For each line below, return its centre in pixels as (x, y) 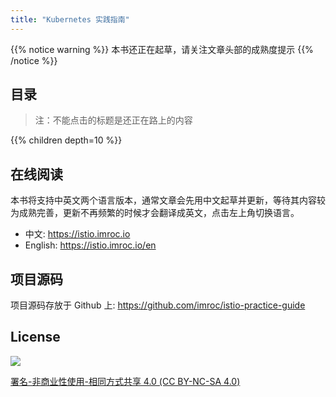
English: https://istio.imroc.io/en (90, 245)
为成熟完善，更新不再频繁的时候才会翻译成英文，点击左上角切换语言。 (155, 213)
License (35, 337)
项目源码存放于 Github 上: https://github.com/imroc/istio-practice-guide (158, 305)
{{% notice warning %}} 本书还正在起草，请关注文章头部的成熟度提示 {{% (162, 49)
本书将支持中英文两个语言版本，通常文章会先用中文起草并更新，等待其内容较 (168, 200)
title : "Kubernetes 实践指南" (70, 19)
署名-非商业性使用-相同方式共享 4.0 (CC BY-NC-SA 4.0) (125, 381)
